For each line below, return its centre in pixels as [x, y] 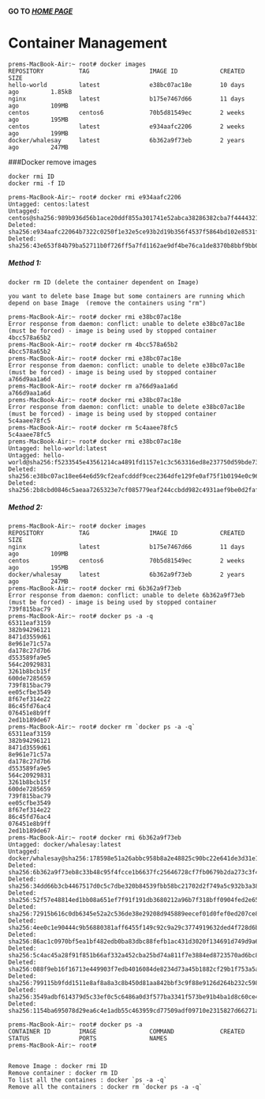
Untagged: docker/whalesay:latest [65, 845]
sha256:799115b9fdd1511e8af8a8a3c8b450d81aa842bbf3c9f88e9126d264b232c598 [134, 983]
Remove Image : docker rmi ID [58, 1067]
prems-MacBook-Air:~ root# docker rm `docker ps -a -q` [102, 727]
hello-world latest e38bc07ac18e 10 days [127, 85]
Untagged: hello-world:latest [58, 448]
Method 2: [26, 507]
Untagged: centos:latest [49, 204]
